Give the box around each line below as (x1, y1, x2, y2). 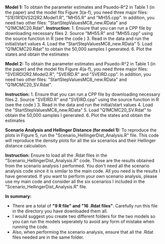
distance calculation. (5, 143, 47, 148)
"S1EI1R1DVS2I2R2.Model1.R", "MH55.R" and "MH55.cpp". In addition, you (5, 15, 155, 20)
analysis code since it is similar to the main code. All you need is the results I (5, 168, 161, 174)
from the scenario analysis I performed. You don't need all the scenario (5, 163, 150, 169)
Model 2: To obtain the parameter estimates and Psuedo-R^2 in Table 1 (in (5, 61, 156, 67)
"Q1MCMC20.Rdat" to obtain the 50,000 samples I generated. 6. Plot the (5, 46, 152, 52)
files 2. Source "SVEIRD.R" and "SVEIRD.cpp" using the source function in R (5, 97, 159, 103)
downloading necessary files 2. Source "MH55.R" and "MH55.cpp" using (5, 31, 153, 36)
